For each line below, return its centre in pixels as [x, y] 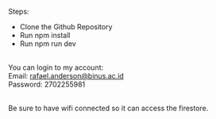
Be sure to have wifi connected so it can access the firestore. [108, 108]
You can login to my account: [56, 67]
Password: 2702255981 [47, 84]
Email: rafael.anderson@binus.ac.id [66, 76]
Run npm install [45, 35]
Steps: [19, 12]
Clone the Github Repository [66, 27]
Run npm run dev [48, 44]
